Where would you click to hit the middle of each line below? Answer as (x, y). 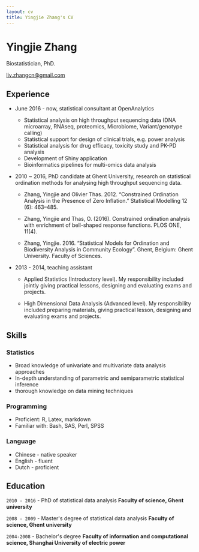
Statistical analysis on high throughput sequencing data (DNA (100, 120)
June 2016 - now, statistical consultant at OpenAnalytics (84, 109)
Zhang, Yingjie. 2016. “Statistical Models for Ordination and (97, 243)
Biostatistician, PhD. (31, 64)
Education (26, 486)
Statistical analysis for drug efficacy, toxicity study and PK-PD (100, 146)
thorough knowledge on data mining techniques (74, 391)
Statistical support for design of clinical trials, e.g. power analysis (104, 139)
